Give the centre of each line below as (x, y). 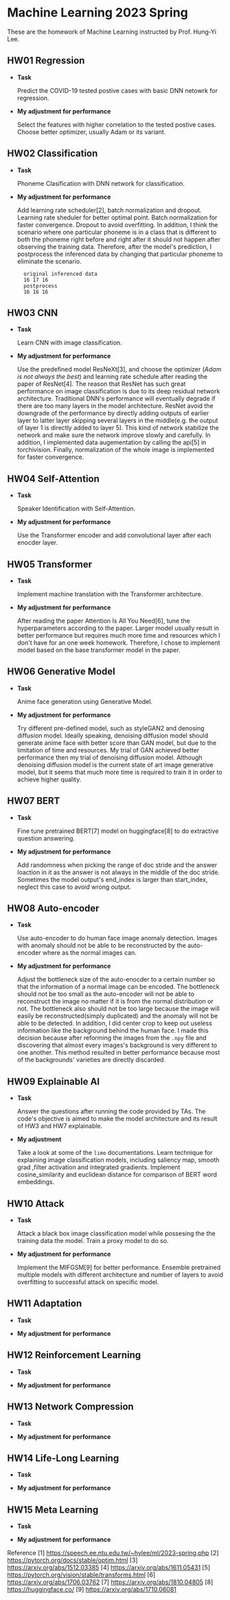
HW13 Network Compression (70, 1407)
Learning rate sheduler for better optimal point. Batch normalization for (117, 217)
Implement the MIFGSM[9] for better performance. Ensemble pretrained (119, 1268)
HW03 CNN (33, 313)
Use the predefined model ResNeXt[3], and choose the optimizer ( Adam (119, 369)
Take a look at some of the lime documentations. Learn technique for (115, 1153)
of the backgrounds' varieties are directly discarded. (91, 1060)
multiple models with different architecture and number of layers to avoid (120, 1275)
